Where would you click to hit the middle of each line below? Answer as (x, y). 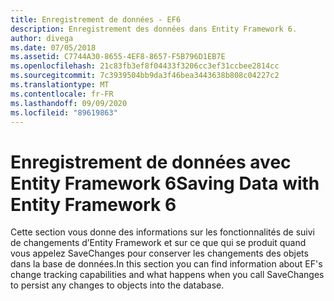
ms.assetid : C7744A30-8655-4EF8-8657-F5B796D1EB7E (118, 57)
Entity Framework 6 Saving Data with (165, 183)
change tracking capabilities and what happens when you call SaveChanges (167, 275)
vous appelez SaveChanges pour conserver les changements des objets (159, 253)
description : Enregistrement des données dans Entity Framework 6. (154, 29)
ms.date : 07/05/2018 (53, 47)
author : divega (42, 38)
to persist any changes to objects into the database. (117, 285)
